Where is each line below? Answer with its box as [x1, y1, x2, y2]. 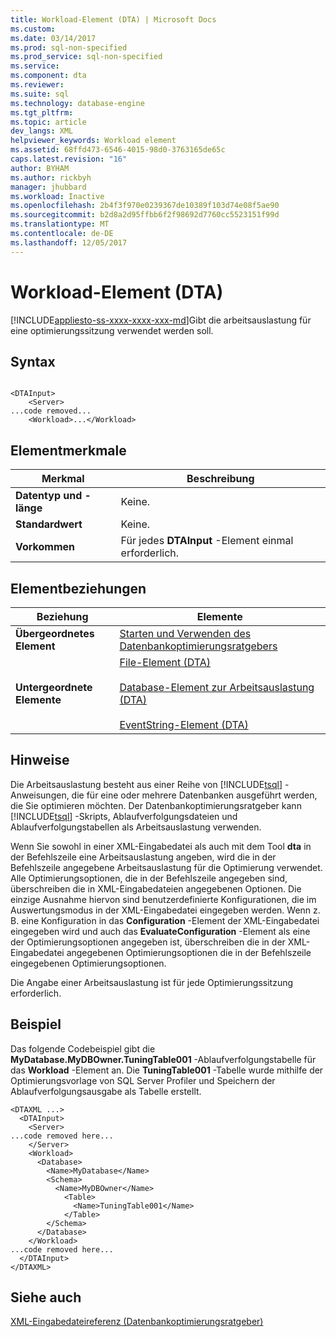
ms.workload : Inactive [10, 191, 105, 201]
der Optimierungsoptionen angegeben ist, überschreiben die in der [10, 936, 286, 948]
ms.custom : [10, 24, 56, 34]
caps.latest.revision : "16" [10, 154, 128, 164]
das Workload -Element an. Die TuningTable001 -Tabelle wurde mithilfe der [10, 1064, 324, 1076]
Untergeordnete [15, 681, 93, 694]
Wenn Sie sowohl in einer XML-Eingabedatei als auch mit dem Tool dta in [10, 840, 312, 852]
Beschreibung [186, 472, 255, 486]
